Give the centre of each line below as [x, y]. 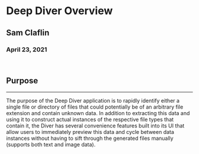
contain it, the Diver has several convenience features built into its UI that [95, 126]
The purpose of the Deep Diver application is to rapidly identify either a [93, 100]
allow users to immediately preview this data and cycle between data [90, 132]
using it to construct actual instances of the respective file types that [90, 119]
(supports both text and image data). [51, 144]
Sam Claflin [28, 33]
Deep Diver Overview [60, 11]
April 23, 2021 [27, 50]
